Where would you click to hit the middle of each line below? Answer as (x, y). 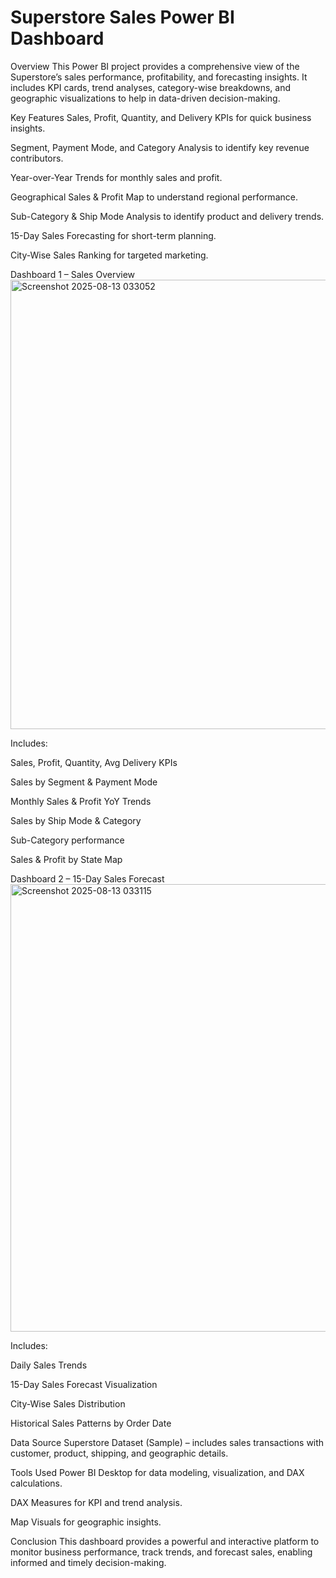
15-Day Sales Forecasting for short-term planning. (113, 235)
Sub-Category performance (67, 840)
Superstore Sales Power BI (122, 17)
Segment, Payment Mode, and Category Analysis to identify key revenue (160, 147)
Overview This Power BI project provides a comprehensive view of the (155, 66)
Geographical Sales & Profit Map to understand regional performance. (154, 197)
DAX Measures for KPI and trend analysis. (96, 1502)
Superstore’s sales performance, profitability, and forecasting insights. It (159, 77)
